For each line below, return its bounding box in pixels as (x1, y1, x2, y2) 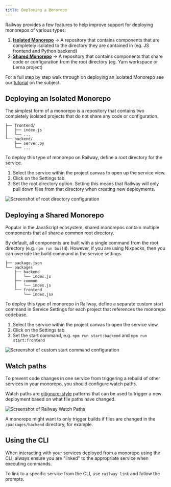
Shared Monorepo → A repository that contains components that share (12, 53, 163, 59)
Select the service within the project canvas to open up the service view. (12, 170, 166, 176)
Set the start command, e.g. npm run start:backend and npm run (12, 333, 147, 339)
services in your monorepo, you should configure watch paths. (5, 381, 137, 387)
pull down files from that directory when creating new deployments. (12, 186, 156, 192)
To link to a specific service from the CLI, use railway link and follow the (5, 470, 160, 476)
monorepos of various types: (5, 27, 66, 33)
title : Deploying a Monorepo (5, 7, 67, 13)
